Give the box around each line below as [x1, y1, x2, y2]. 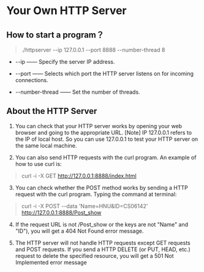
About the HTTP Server [6, 106, 97, 116]
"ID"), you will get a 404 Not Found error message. [15, 227, 144, 235]
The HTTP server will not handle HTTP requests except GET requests [15, 239, 191, 246]
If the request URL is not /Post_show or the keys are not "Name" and [15, 221, 189, 228]
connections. [15, 77, 48, 83]
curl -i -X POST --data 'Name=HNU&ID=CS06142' [21, 202, 148, 210]
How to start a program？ [6, 29, 105, 40]
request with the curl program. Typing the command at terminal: [15, 191, 177, 198]
